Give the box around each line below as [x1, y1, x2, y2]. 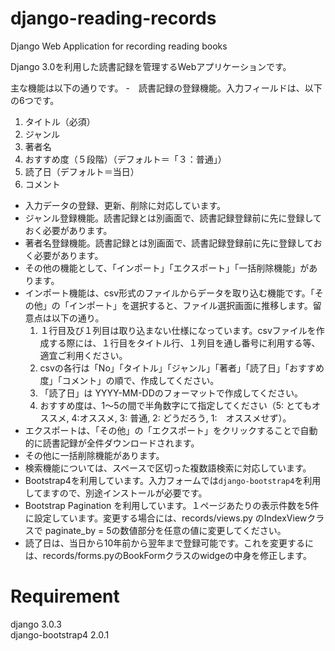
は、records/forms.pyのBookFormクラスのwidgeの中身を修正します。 [24, 549, 312, 561]
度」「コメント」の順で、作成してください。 [39, 374, 220, 386]
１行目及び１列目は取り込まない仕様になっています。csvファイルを [39, 324, 317, 336]
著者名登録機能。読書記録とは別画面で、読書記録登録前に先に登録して [24, 237, 314, 249]
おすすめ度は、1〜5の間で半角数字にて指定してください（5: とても [39, 399, 312, 411]
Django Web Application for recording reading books [10, 40, 228, 52]
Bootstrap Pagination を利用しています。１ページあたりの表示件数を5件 [24, 499, 320, 511]
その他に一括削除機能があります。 [24, 449, 165, 461]
